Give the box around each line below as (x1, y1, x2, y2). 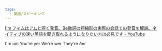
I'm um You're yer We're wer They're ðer (5, 41, 86, 46)
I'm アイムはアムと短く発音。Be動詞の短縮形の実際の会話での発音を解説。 (5, 25, 153, 31)
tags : (5, 7, 16, 12)
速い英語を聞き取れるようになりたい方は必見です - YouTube (26, 31, 145, 37)
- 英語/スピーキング (9, 11, 45, 16)
